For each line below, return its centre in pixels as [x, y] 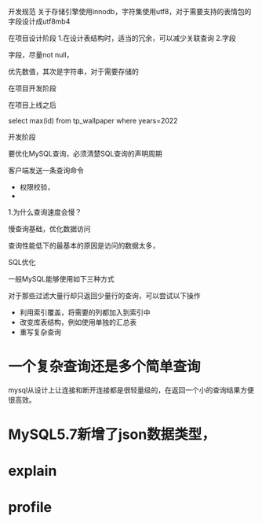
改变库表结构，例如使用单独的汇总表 [78, 322]
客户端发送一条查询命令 [46, 170]
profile [30, 507]
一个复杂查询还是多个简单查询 [105, 367]
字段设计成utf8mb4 [39, 21]
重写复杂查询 [40, 332]
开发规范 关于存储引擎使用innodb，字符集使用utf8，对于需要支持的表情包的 [130, 11]
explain [33, 471]
